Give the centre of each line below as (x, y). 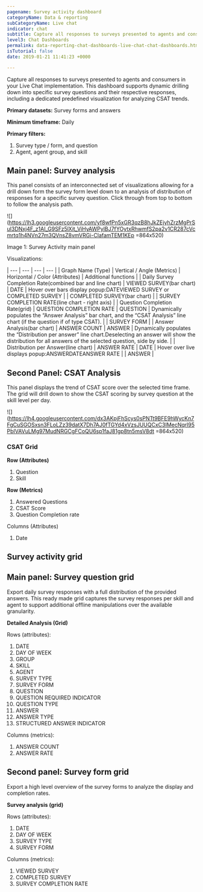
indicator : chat (27, 29)
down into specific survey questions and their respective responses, (92, 92)
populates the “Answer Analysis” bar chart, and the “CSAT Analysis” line (96, 315)
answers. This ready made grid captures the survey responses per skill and (100, 598)
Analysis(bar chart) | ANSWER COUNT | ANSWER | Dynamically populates (99, 328)
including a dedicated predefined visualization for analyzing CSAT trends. (98, 98)
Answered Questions (42, 501)
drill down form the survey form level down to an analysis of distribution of (99, 191)
